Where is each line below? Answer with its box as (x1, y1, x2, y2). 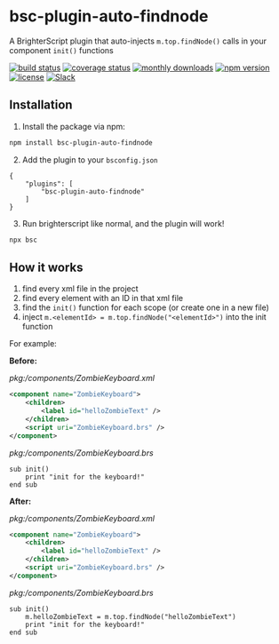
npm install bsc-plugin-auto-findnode (9, 138, 153, 147)
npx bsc (9, 235, 38, 244)
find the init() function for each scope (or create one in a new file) (21, 302, 269, 313)
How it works (9, 259, 84, 274)
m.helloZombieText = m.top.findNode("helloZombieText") (25, 612, 237, 621)
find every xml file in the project (21, 283, 139, 294)
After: (9, 496, 32, 506)
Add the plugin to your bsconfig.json (21, 154, 158, 165)
